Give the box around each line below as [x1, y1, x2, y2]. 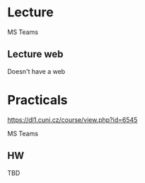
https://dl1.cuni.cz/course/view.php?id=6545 [7, 115, 138, 124]
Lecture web [7, 48, 64, 60]
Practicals [7, 91, 69, 108]
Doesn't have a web [7, 67, 66, 75]
